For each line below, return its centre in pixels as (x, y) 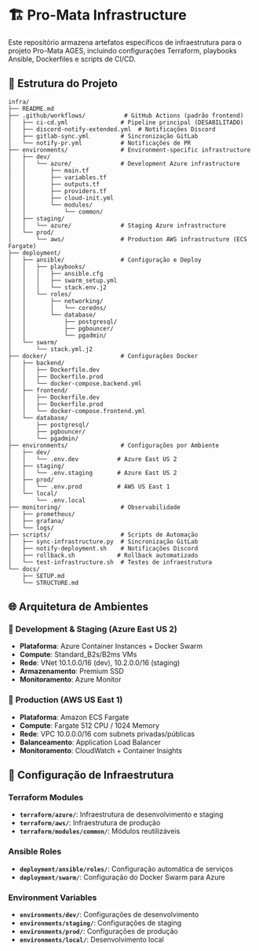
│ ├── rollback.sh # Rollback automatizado (103, 555)
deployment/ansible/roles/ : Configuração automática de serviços (126, 869)
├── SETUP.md (44, 576)
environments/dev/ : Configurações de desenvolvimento (109, 915)
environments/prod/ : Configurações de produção (98, 931)
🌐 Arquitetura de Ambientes (78, 607)
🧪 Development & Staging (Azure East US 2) (93, 629)
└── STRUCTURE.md (51, 583)
